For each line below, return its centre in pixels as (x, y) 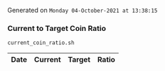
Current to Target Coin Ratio (57, 28)
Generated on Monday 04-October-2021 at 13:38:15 (82, 10)
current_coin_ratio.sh (41, 43)
